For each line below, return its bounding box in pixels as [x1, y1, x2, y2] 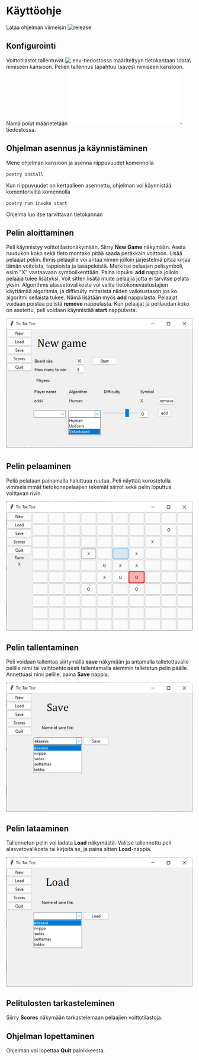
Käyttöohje [6, 4, 62, 18]
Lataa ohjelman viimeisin [6, 24, 66, 31]
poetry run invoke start [6, 200, 68, 206]
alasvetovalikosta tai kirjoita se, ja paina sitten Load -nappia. [6, 846, 152, 853]
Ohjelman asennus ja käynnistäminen [6, 144, 148, 154]
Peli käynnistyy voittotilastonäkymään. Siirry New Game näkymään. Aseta [6, 243, 186, 250]
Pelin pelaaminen [6, 461, 71, 471]
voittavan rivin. [6, 490, 43, 497]
